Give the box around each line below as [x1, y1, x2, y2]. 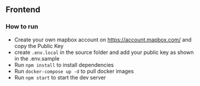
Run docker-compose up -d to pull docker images [14, 68, 134, 75]
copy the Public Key [14, 42, 64, 49]
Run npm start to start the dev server [14, 74, 106, 81]
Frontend [5, 5, 41, 15]
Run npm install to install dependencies [14, 61, 114, 68]
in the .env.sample [14, 55, 60, 62]
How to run [5, 23, 38, 31]
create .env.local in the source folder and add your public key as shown [14, 49, 194, 56]
